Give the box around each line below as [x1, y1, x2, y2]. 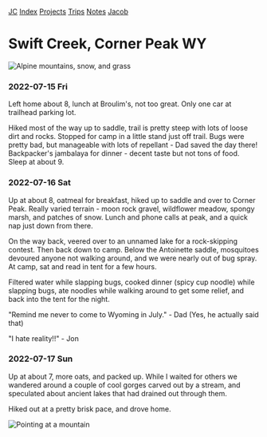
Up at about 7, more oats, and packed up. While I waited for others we [8, 371, 238, 381]
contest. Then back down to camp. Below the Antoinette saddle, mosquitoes [8, 244, 259, 254]
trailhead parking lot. [8, 108, 77, 117]
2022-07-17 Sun [8, 353, 73, 364]
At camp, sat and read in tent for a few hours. [8, 261, 157, 271]
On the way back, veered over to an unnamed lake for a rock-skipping [8, 236, 238, 246]
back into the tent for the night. [8, 294, 110, 304]
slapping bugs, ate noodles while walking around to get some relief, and [8, 285, 245, 295]
